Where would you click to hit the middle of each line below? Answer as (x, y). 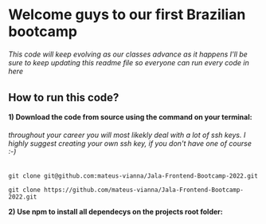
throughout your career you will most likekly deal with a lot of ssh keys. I (127, 135)
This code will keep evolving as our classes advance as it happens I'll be (128, 54)
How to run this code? (64, 98)
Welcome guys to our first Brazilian (127, 15)
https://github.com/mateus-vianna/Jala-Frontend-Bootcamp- (144, 190)
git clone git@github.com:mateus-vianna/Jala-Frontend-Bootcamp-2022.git (133, 176)
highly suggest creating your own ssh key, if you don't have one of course (130, 143)
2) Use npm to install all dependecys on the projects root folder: (115, 212)
